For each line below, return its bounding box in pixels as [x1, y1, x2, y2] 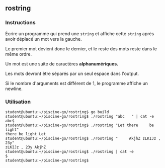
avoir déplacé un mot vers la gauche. [5, 36, 82, 42]
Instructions [5, 19, 36, 26]
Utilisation [5, 98, 31, 105]
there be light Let [5, 131, 46, 136]
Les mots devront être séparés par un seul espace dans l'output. [5, 70, 139, 76]
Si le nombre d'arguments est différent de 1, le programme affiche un [5, 80, 148, 86]
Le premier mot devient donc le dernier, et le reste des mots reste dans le [5, 45, 157, 52]
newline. [5, 86, 23, 92]
